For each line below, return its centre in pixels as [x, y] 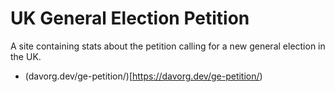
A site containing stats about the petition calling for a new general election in [168, 46]
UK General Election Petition [130, 18]
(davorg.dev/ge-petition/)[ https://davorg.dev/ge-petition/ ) [143, 76]
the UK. [26, 56]
